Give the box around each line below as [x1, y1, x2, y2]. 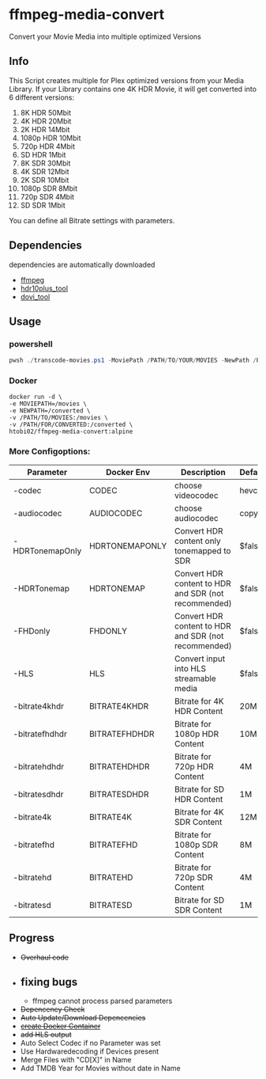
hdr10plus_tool [20, 283, 69, 293]
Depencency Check [20, 1005, 85, 1014]
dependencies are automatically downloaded [9, 260, 155, 269]
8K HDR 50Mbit [20, 108, 72, 117]
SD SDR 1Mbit [20, 200, 66, 210]
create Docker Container [20, 1021, 101, 1031]
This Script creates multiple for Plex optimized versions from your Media [9, 75, 244, 85]
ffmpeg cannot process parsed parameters [32, 996, 173, 1006]
